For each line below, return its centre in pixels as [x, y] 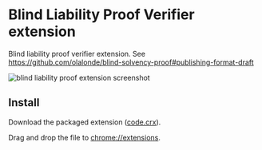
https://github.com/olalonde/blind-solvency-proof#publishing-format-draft [131, 62]
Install [24, 103]
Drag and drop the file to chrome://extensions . [85, 137]
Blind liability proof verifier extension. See [77, 53]
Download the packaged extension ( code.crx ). [85, 122]
